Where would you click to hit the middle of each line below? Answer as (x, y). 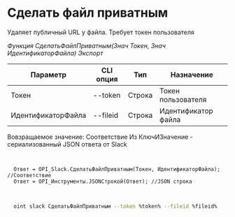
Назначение (192, 75)
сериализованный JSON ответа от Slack (67, 144)
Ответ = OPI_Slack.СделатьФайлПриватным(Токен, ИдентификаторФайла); (117, 169)
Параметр (48, 75)
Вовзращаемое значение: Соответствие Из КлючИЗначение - (100, 137)
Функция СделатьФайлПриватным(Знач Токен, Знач (86, 45)
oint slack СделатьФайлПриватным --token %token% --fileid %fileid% (115, 206)
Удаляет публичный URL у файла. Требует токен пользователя (101, 32)
